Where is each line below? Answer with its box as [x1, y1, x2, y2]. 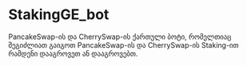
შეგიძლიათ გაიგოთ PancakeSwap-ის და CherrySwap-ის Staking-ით [8, 40, 239, 49]
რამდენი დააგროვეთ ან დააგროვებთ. [8, 49, 138, 58]
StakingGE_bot [8, 6, 110, 24]
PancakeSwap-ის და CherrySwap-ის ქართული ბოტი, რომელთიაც [8, 32, 232, 41]
